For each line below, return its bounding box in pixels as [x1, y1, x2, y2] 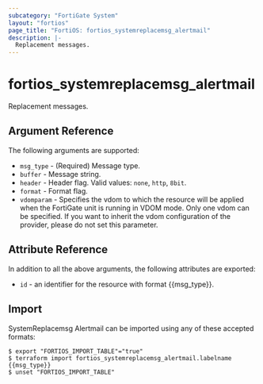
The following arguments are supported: [8, 145, 140, 155]
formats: [8, 332, 36, 341]
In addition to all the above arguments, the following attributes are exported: [8, 263, 256, 274]
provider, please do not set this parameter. [19, 220, 158, 229]
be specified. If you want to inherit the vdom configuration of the [19, 211, 231, 221]
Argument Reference [8, 125, 114, 138]
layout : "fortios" [8, 19, 69, 27]
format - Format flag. [19, 186, 89, 195]
